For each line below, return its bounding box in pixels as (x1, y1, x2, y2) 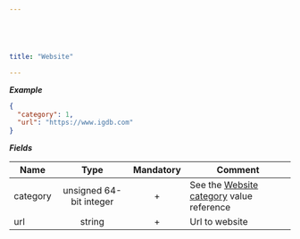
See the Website (189, 179, 259, 192)
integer (83, 195, 114, 208)
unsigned (62, 185, 103, 197)
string (79, 216, 105, 228)
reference (189, 202, 231, 214)
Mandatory (132, 164, 181, 177)
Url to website (189, 216, 248, 228)
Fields (9, 143, 33, 153)
